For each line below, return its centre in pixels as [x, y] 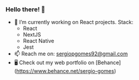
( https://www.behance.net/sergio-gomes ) [65, 71]
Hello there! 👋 [25, 9]
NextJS [32, 35]
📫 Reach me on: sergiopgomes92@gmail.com [71, 54]
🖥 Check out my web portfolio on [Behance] [67, 63]
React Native [38, 41]
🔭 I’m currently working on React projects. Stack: [74, 22]
